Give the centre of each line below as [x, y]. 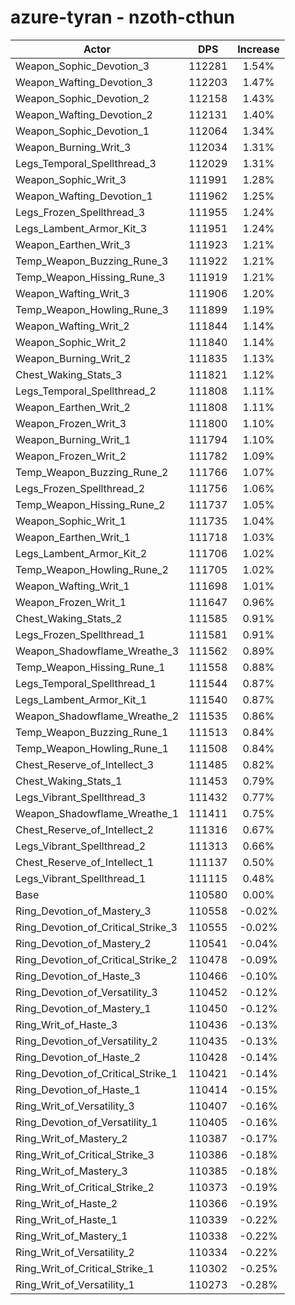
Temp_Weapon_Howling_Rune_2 [92, 569]
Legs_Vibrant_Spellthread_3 [81, 797]
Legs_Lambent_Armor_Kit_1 [81, 699]
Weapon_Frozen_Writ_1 [71, 602]
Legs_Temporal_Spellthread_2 [86, 391]
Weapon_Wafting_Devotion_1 [84, 196]
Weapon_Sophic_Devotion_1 [82, 131]
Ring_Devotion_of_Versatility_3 [86, 992]
